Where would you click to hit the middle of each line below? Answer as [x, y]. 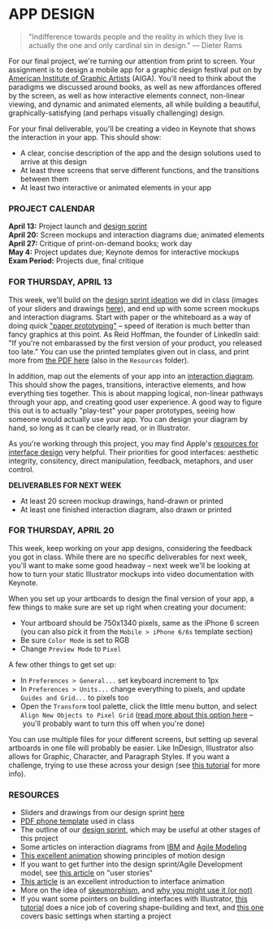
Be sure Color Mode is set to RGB [75, 640]
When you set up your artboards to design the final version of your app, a [131, 598]
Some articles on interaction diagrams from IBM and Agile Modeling [133, 847]
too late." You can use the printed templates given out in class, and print [129, 351]
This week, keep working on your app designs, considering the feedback [130, 548]
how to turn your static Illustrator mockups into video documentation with [131, 574]
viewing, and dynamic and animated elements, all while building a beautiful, [135, 104]
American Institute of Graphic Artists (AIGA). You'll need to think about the [132, 78]
